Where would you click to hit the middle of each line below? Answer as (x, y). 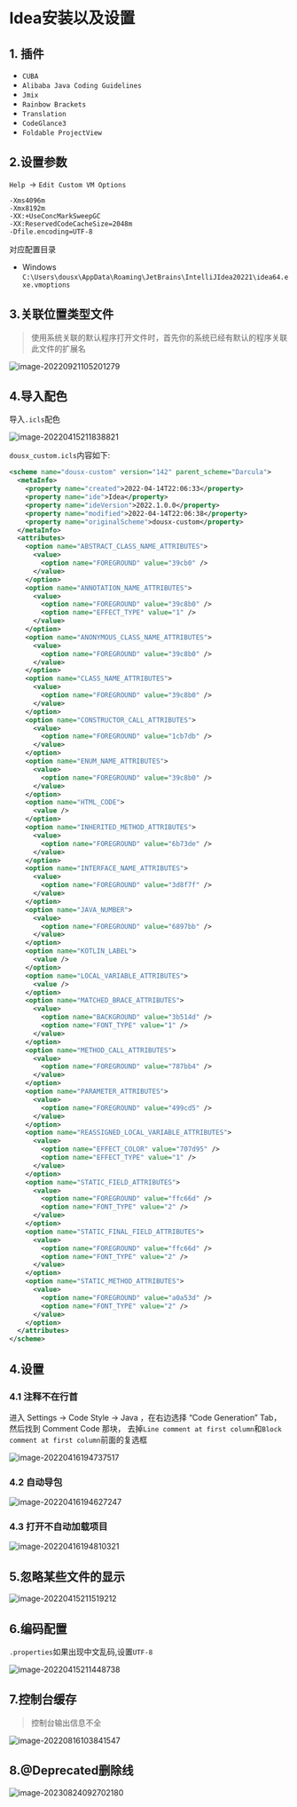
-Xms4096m (27, 201)
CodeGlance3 (44, 123)
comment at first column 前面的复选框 (78, 1439)
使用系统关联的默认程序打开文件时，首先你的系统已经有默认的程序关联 (159, 337)
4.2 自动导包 (36, 1482)
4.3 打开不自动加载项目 (59, 1526)
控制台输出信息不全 (66, 1723)
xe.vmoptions (46, 285)
